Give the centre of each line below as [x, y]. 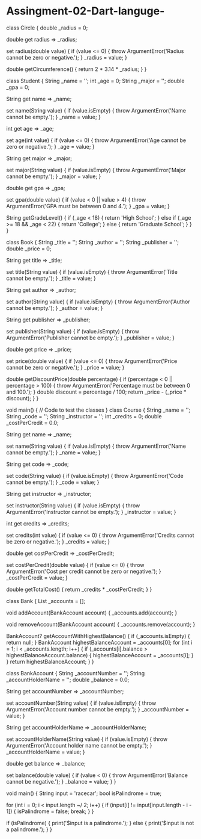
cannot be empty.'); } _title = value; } [51, 278]
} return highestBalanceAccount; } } [50, 661]
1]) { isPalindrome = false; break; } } [50, 811]
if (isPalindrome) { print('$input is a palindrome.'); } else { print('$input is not [100, 823]
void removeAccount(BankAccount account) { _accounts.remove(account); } [101, 624]
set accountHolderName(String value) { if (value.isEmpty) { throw [87, 739]
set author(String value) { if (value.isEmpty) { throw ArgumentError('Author [98, 302]
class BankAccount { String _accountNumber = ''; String [76, 673]
